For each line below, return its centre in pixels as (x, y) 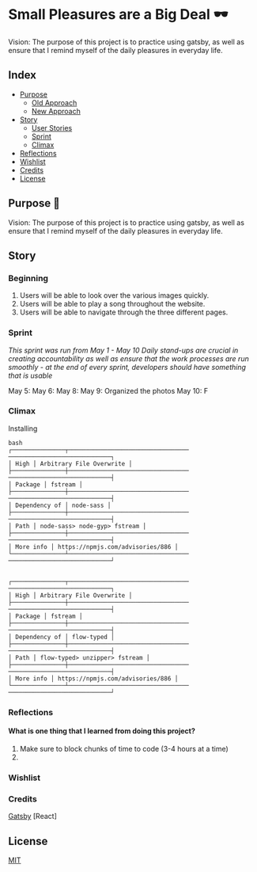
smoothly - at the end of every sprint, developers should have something (127, 367)
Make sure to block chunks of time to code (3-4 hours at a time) (124, 748)
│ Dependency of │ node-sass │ (60, 505)
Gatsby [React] (33, 817)
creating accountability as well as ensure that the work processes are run (128, 358)
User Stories (52, 128)
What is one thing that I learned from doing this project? (102, 731)
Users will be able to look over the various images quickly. (114, 295)
